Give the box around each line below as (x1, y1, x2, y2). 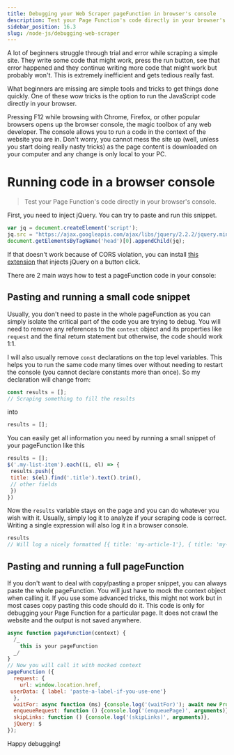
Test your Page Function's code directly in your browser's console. (24, 197, 217, 206)
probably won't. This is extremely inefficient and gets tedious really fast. (7, 71, 214, 80)
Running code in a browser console (7, 174, 215, 190)
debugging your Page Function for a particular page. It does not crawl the (7, 608, 219, 617)
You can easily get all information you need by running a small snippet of (7, 434, 216, 442)
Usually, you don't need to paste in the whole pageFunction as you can (7, 310, 211, 318)
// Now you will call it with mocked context (7, 662, 141, 669)
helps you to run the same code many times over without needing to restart (7, 360, 224, 368)
